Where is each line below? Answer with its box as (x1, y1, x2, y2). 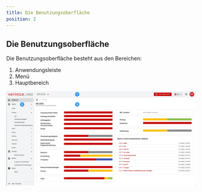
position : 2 (6, 16, 36, 22)
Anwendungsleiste (14, 67, 61, 74)
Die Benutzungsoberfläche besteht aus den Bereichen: (6, 55, 142, 62)
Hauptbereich (14, 79, 49, 86)
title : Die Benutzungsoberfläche (6, 10, 90, 16)
